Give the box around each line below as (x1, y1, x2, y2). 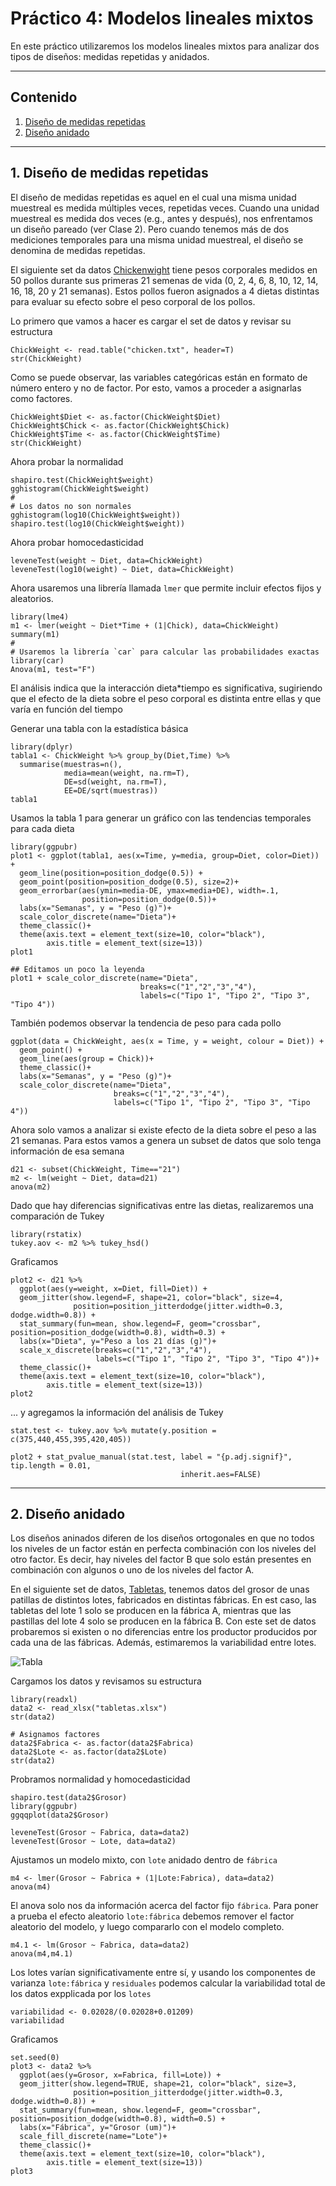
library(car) (10, 655, 65, 666)
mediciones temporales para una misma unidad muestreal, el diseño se (10, 233, 304, 246)
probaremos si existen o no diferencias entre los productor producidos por (10, 1626, 318, 1638)
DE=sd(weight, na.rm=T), (63, 777, 168, 787)
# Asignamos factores (10, 1730, 101, 1740)
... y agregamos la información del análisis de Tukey (10, 1406, 224, 1418)
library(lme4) (10, 612, 70, 622)
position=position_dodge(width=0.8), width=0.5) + (10, 2114, 226, 2124)
